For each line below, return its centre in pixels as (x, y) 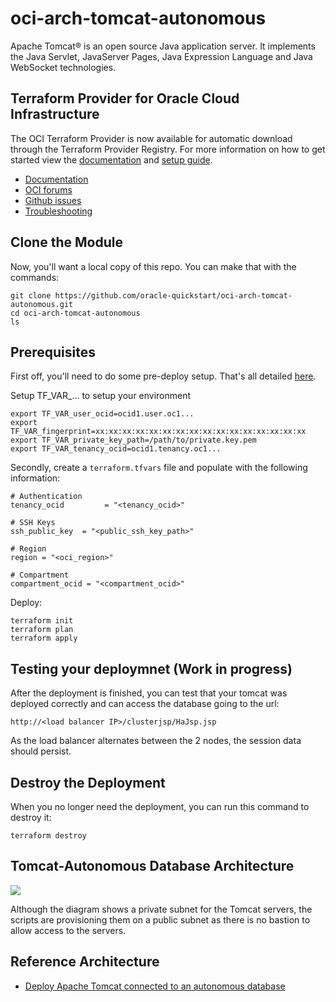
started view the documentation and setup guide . (111, 159)
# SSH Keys (33, 523)
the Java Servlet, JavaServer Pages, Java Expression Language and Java (161, 56)
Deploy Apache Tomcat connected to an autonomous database (155, 986)
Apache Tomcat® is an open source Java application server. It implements (163, 46)
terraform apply (44, 638)
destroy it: (31, 817)
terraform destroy (48, 836)
